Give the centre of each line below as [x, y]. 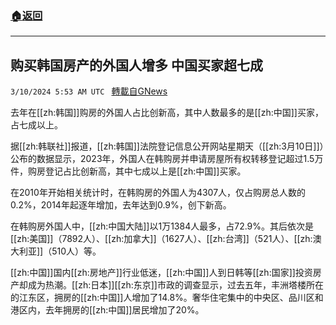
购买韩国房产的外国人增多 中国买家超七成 [136, 65]
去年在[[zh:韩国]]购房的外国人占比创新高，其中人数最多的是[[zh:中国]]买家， [167, 113]
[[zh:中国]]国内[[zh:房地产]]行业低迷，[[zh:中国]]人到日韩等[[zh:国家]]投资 [161, 273]
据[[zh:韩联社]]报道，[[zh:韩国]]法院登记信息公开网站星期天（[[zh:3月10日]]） [167, 146]
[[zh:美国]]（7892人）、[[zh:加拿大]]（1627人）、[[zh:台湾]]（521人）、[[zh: [161, 239]
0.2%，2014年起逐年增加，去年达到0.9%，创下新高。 [121, 205]
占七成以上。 [36, 125]
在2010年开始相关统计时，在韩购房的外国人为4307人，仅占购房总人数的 [158, 193]
